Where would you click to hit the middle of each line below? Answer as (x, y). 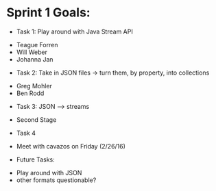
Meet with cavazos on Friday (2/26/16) (71, 146)
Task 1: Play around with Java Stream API (74, 31)
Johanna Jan (35, 59)
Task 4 (26, 133)
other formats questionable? (56, 180)
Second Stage (36, 119)
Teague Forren (37, 44)
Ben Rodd (30, 93)
